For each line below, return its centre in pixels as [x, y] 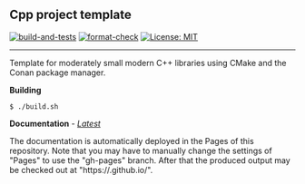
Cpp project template [70, 15]
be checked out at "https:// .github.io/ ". [81, 169]
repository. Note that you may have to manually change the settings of [141, 150]
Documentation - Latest [55, 123]
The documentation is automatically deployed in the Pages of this [132, 140]
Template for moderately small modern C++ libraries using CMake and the [148, 63]
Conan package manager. [58, 73]
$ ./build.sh [34, 107]
